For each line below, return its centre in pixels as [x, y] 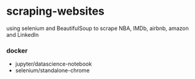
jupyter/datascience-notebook [53, 64]
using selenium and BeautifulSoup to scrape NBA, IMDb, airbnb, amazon [97, 28]
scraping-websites [56, 11]
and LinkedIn [23, 34]
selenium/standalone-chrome [52, 70]
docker [17, 50]
